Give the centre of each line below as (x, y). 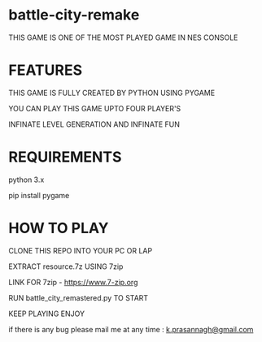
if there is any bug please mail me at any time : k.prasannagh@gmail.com (131, 329)
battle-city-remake (74, 15)
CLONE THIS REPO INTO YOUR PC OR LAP (81, 250)
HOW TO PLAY (59, 228)
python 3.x (26, 180)
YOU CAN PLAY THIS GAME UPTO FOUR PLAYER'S (95, 108)
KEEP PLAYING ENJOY (47, 314)
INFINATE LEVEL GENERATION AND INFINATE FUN (94, 124)
